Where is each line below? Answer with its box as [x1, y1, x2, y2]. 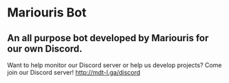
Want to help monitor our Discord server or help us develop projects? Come [7, 61, 222, 69]
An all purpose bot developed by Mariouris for [7, 32, 209, 44]
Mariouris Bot [7, 5, 87, 21]
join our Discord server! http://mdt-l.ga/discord [7, 69, 141, 76]
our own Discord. [7, 43, 83, 54]
